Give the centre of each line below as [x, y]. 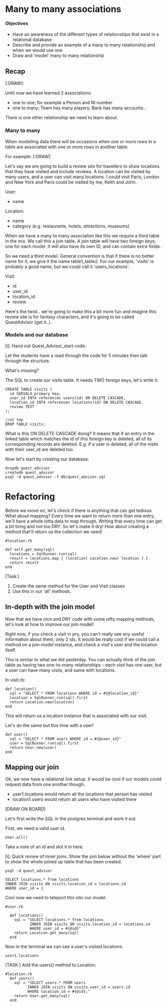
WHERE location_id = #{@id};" [59, 992]
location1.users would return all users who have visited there [75, 799]
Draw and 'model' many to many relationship [58, 55]
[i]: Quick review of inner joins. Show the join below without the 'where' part [83, 856]
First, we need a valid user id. [35, 828]
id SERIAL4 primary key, [35, 393]
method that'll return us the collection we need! [54, 531]
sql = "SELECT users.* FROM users [50, 983]
